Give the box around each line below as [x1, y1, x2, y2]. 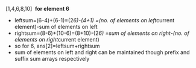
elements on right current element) [14, 36, 100, 43]
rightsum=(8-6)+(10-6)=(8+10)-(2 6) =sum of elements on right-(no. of [14, 29, 189, 37]
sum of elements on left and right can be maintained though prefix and [14, 49, 191, 56]
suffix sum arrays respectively [14, 55, 90, 62]
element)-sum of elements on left [14, 23, 98, 30]
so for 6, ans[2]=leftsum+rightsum [14, 42, 100, 49]
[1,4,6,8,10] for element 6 [5, 5, 70, 12]
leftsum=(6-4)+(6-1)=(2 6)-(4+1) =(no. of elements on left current [14, 17, 175, 23]
